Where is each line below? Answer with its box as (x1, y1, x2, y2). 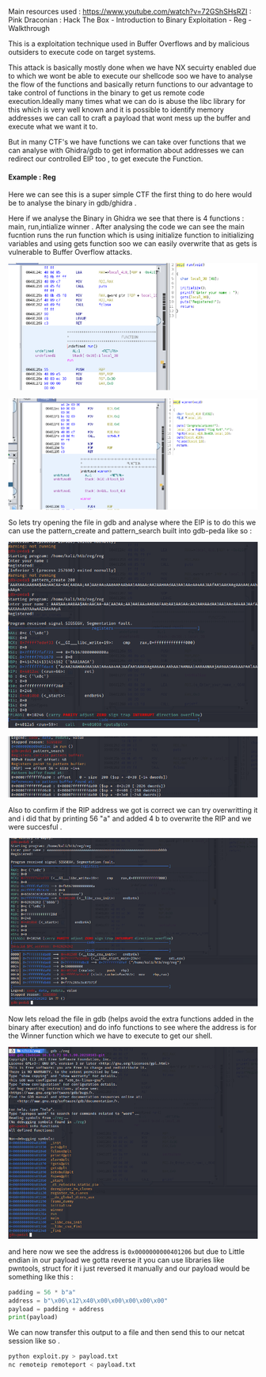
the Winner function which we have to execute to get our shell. (8, 1031, 213, 1040)
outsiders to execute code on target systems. (8, 48, 156, 56)
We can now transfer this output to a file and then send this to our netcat (8, 1328, 245, 1337)
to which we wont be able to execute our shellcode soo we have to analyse (8, 71, 253, 80)
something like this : (8, 1271, 74, 1281)
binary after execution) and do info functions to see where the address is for (8, 1022, 257, 1032)
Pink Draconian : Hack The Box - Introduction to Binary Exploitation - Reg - (8, 15, 252, 25)
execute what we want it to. (8, 122, 98, 131)
